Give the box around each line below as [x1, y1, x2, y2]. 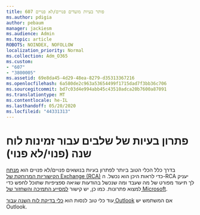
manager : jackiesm [6, 25, 52, 32]
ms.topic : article [6, 36, 52, 42]
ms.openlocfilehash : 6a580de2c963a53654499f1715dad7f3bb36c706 [6, 81, 167, 87]
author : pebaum [6, 20, 44, 26]
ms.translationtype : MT [6, 92, 66, 98]
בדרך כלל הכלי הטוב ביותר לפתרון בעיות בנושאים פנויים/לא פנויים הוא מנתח [6, 166, 176, 173]
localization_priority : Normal [6, 48, 84, 54]
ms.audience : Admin [6, 31, 55, 37]
